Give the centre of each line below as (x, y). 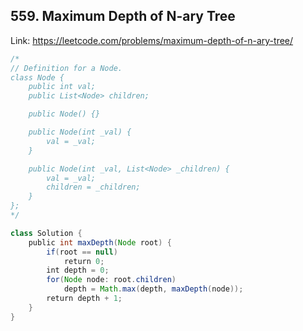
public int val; (62, 87)
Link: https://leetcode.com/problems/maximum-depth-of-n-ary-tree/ (152, 40)
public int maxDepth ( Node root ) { (100, 242)
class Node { (37, 77)
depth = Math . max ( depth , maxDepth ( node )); (153, 289)
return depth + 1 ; (84, 299)
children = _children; (93, 187)
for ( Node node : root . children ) (111, 280)
